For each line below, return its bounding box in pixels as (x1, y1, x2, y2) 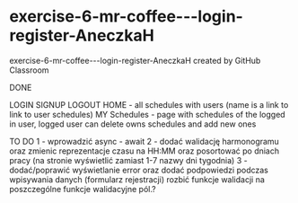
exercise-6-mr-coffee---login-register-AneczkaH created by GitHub (9, 55, 261, 66)
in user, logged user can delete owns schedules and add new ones (9, 119, 257, 129)
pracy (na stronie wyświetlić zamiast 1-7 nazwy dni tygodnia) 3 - (9, 154, 249, 165)
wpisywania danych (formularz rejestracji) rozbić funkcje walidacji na (9, 173, 265, 185)
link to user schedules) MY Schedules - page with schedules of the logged (9, 109, 285, 119)
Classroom (9, 65, 49, 75)
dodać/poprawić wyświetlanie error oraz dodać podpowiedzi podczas (9, 164, 269, 175)
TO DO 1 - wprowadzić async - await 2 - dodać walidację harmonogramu (9, 136, 280, 146)
